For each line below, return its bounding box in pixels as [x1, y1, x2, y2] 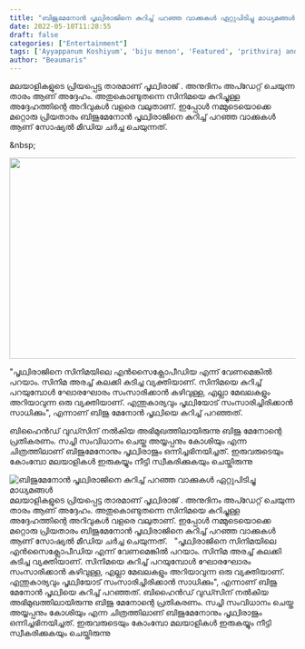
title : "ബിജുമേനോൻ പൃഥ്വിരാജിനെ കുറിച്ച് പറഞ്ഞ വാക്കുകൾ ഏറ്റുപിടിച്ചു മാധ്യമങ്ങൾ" [9, 13, 300, 23]
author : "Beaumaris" [9, 55, 88, 65]
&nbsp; [9, 140, 36, 150]
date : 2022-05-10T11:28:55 [9, 22, 112, 31]
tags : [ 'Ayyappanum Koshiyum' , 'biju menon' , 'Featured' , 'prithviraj [9, 47, 282, 56]
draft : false [9, 30, 59, 39]
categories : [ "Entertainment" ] [9, 38, 128, 48]
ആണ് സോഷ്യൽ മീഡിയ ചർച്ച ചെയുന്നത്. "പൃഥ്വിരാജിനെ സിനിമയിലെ [9, 535, 277, 546]
